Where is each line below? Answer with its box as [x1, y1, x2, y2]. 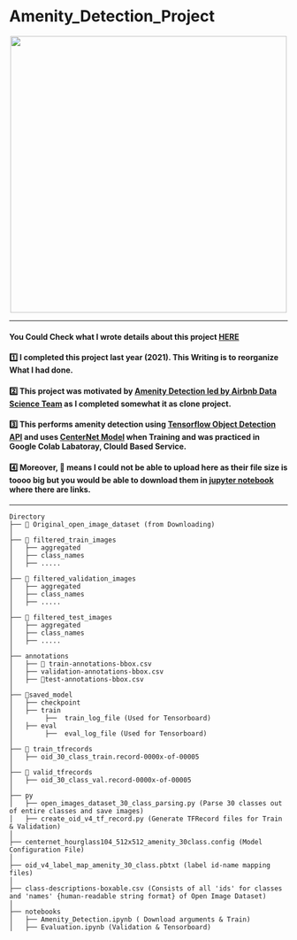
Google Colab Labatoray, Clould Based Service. [9, 441, 187, 452]
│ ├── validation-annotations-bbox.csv [9, 666, 164, 676]
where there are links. [9, 484, 91, 495]
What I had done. [9, 365, 73, 375]
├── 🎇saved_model [9, 690, 73, 699]
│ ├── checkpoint [9, 697, 81, 707]
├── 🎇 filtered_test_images [9, 613, 113, 621]
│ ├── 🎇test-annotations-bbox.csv [9, 674, 144, 683]
